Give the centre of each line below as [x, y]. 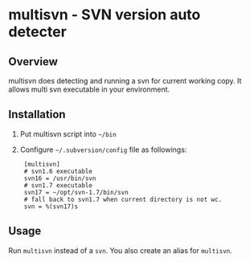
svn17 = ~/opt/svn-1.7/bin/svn [76, 192]
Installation [37, 115]
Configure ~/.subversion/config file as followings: [103, 149]
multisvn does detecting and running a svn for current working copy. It [125, 81]
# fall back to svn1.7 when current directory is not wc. [123, 199]
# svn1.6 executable [58, 171]
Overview [33, 61]
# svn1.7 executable [58, 185]
